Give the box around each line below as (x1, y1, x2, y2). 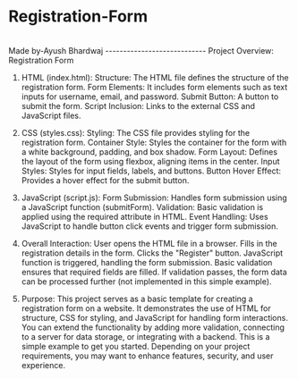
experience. (21, 359, 66, 370)
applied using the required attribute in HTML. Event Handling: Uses (21, 211, 269, 222)
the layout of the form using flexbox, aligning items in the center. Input (21, 156, 280, 166)
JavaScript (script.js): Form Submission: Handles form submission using (21, 192, 287, 203)
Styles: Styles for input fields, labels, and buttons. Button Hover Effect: (21, 165, 282, 176)
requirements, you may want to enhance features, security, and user (21, 350, 274, 361)
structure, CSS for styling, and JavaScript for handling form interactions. (21, 312, 288, 323)
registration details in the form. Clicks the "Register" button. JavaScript (21, 248, 284, 258)
